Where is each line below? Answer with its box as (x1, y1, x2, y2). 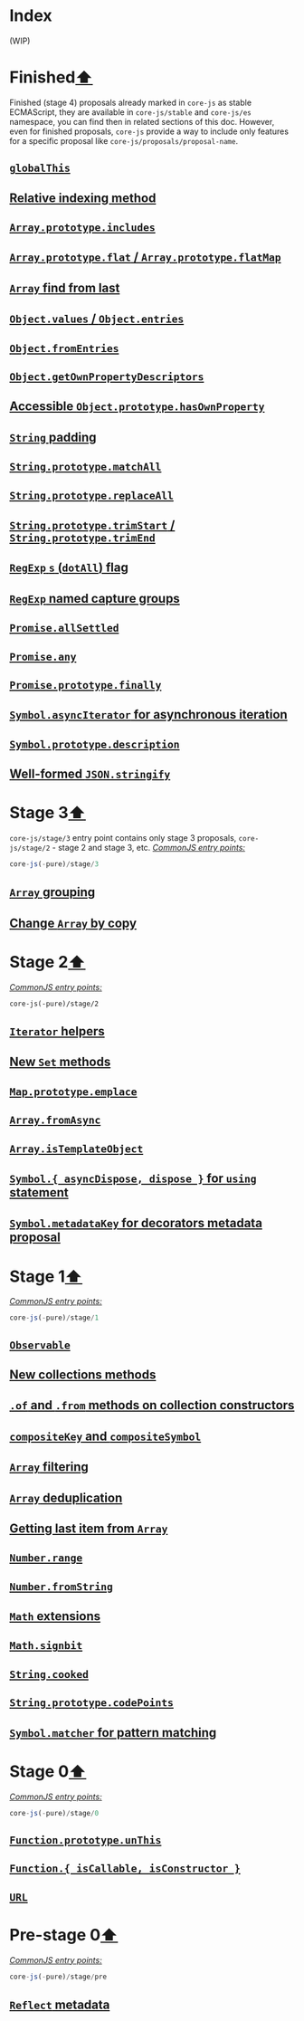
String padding (9, 429, 97, 444)
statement (9, 1185, 70, 1200)
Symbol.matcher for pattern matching (9, 1725, 217, 1740)
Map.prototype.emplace (9, 1085, 138, 1098)
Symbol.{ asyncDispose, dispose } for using (9, 1170, 257, 1186)
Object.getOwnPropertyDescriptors (9, 370, 204, 383)
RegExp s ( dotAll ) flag (9, 560, 128, 576)
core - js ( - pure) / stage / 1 (9, 1313, 100, 1322)
